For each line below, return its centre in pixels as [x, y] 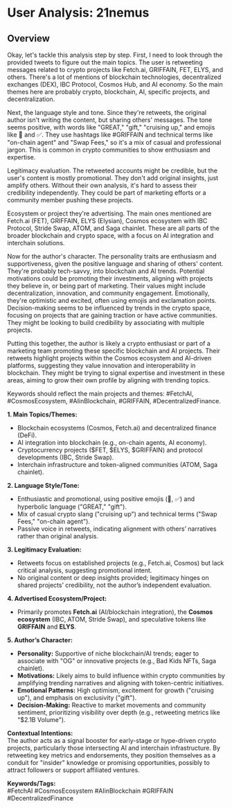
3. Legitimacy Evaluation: [44, 550]
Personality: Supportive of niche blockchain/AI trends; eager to [108, 653]
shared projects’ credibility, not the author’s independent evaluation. [114, 585]
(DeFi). [27, 435]
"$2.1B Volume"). [41, 720]
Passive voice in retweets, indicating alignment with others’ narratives [117, 529]
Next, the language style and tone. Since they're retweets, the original [107, 113]
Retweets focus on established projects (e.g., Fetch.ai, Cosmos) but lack [121, 563]
